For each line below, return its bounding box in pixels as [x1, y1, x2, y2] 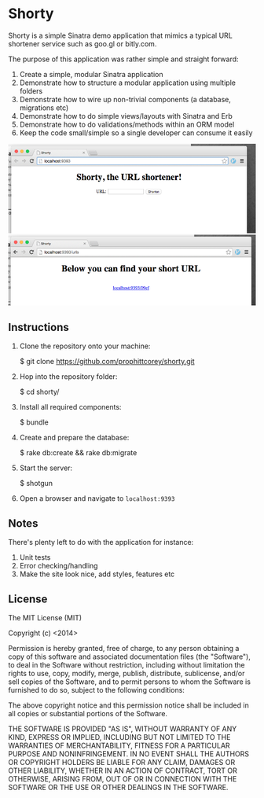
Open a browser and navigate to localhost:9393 [19, 494, 175, 503]
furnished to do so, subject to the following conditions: [8, 685, 185, 694]
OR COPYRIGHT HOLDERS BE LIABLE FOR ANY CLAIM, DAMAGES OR [8, 757, 236, 767]
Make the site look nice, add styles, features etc [19, 569, 175, 579]
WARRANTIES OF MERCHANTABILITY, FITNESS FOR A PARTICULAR [8, 741, 230, 750]
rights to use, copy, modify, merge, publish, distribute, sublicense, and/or [8, 668, 245, 678]
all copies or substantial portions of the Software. [8, 708, 167, 718]
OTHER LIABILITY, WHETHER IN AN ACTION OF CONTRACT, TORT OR [8, 766, 237, 775]
